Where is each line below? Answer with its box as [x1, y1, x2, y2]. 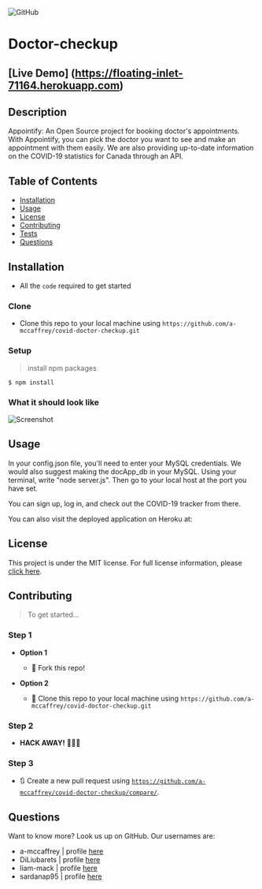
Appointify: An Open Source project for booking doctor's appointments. [8, 126, 240, 136]
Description [8, 105, 67, 118]
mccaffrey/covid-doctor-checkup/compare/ [19, 789, 157, 797]
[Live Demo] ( [8, 66, 76, 80]
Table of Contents [8, 174, 98, 188]
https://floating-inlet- [74, 66, 183, 80]
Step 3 [8, 757, 34, 768]
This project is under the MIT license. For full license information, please [8, 558, 242, 567]
